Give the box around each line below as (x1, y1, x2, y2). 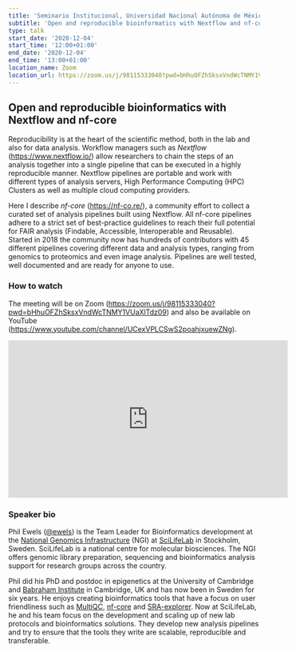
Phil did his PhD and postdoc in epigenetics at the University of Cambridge (8, 577, 254, 586)
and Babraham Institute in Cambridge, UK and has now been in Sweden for (8, 585, 255, 594)
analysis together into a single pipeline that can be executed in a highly (8, 160, 242, 170)
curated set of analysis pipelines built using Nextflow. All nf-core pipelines (8, 210, 252, 219)
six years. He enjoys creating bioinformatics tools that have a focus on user (8, 594, 256, 603)
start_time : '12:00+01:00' (8, 42, 98, 50)
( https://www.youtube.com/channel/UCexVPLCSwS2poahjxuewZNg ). (8, 324, 237, 334)
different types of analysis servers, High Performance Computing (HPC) (8, 177, 245, 186)
